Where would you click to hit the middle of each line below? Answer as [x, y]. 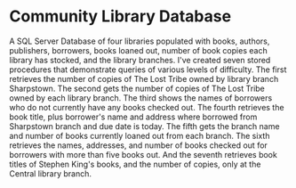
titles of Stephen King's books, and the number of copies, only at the [135, 164]
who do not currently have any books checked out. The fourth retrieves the [147, 107]
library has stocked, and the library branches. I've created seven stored [140, 60]
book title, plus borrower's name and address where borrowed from [133, 117]
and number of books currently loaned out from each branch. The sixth [140, 135]
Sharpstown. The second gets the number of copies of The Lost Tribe [137, 88]
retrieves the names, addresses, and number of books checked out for [139, 145]
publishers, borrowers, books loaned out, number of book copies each [139, 50]
